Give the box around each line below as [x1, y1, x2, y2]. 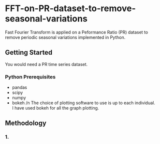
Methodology [5, 119, 47, 128]
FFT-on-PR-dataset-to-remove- [5, 3, 136, 14]
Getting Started [5, 48, 53, 57]
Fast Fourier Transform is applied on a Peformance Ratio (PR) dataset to [5, 29, 148, 35]
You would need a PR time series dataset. [5, 61, 88, 67]
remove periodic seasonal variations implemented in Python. [5, 34, 126, 40]
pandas [12, 84, 28, 90]
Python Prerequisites [5, 73, 56, 80]
